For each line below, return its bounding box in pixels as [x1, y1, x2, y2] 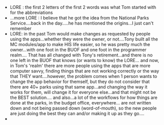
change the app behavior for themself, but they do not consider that [9, 78, 150, 84]
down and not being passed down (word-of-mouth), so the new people [9, 105, 157, 111]
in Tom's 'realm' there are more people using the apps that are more [9, 62, 151, 68]
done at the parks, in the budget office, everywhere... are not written [9, 100, 151, 105]
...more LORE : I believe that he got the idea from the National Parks [9, 15, 149, 20]
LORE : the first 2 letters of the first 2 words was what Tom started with [9, 4, 156, 10]
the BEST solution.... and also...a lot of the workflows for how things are [9, 94, 157, 100]
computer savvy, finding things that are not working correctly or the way [9, 68, 159, 74]
